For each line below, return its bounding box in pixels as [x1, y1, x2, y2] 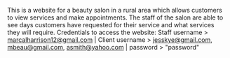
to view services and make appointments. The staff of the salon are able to [7, 13, 224, 22]
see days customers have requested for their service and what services [7, 21, 215, 29]
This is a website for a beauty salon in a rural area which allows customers [7, 6, 222, 14]
